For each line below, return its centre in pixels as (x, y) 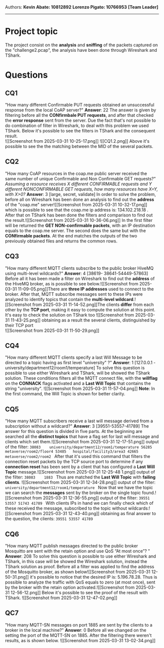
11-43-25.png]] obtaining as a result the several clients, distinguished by (83, 320)
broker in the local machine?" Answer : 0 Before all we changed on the (76, 630)
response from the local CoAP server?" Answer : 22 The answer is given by (81, 110)
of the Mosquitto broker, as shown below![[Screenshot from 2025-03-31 (78, 572)
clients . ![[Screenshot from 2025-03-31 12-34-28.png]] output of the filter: (80, 482)
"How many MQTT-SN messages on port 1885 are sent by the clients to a (79, 625)
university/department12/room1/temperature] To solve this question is (75, 368)
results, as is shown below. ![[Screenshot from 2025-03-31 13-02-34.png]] (80, 640)
